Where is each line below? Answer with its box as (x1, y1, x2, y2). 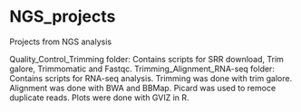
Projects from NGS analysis (9, 36, 112, 47)
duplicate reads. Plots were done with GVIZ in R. (9, 92, 189, 103)
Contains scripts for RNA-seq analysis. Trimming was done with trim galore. (9, 72, 293, 83)
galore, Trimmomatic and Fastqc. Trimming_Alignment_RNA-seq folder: (9, 63, 275, 74)
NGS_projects (9, 6, 116, 27)
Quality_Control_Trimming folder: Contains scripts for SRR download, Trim (9, 53, 284, 64)
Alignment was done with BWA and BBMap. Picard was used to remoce (9, 82, 277, 93)
